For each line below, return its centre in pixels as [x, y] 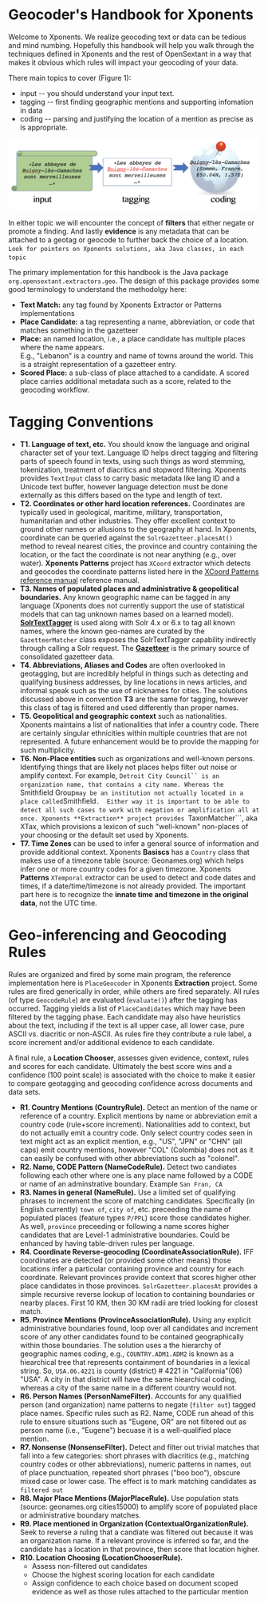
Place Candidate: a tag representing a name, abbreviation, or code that [137, 322]
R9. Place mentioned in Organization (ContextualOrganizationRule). [134, 1524]
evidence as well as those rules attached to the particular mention [140, 1592]
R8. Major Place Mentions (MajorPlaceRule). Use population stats [129, 1498]
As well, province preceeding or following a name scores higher [124, 1227]
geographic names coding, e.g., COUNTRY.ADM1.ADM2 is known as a [126, 1354]
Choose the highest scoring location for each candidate [123, 1575]
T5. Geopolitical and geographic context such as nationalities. [123, 716]
